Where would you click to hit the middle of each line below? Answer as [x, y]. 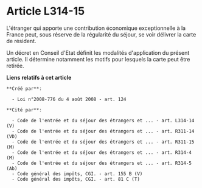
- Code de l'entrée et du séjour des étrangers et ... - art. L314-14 [103, 120]
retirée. [15, 66]
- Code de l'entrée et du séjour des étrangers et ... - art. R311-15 [103, 142]
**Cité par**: [24, 110]
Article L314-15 [46, 11]
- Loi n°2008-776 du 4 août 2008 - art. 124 [69, 99]
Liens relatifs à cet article [39, 77]
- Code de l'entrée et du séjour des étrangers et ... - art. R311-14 [103, 131]
